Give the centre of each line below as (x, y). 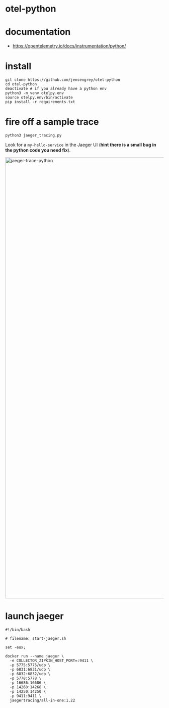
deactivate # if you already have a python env (56, 89)
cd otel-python (21, 84)
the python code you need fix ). (38, 150)
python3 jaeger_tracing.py (33, 135)
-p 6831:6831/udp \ (30, 669)
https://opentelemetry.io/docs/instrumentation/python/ (69, 46)
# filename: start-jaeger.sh (36, 638)
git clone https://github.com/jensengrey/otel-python (63, 80)
